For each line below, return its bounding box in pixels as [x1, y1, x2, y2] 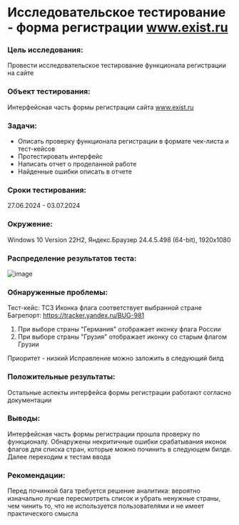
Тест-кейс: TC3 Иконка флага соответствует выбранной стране [7, 304, 202, 312]
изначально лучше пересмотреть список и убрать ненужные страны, [7, 494, 221, 503]
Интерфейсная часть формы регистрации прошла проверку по [7, 429, 200, 438]
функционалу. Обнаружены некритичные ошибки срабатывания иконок [7, 437, 227, 446]
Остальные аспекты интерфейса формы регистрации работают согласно [7, 388, 232, 396]
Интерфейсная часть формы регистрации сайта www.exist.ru [7, 103, 194, 111]
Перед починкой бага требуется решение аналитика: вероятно [7, 486, 201, 495]
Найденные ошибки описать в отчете [17, 167, 132, 176]
